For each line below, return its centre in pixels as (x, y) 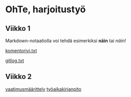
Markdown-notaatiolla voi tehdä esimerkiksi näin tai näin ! (66, 41)
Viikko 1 (18, 28)
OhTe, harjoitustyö (46, 9)
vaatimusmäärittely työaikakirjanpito (43, 89)
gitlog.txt (15, 61)
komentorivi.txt (21, 51)
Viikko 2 (19, 77)
